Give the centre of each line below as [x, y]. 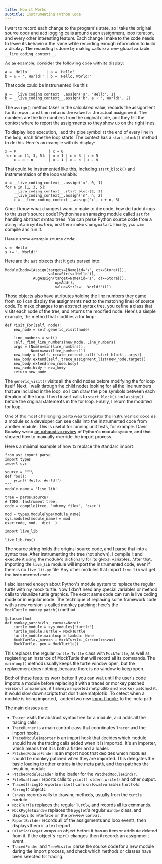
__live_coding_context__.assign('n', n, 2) [58, 195]
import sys [16, 464]
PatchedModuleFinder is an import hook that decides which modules [79, 753]
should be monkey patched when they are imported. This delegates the [83, 758]
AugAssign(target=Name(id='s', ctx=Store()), [80, 278]
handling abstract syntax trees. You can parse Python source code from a [79, 219]
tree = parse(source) [27, 497]
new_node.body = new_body [40, 368]
